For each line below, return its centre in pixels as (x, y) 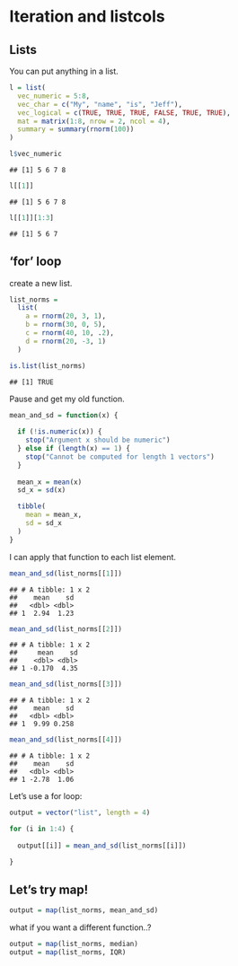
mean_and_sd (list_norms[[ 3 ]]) (66, 684)
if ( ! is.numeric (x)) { (60, 432)
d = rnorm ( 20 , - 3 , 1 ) (66, 341)
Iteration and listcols (88, 17)
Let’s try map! (48, 889)
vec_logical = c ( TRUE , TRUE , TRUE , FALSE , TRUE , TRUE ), (124, 113)
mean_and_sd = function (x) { (64, 415)
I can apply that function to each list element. (93, 557)
